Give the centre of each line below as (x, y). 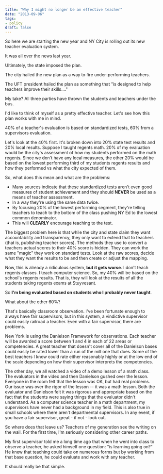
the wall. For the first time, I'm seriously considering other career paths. (77, 432)
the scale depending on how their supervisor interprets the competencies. (79, 362)
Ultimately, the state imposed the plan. (43, 65)
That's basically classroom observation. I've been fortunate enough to (75, 311)
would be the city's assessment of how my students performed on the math (81, 153)
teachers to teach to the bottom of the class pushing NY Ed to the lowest (85, 213)
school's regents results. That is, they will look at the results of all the (74, 278)
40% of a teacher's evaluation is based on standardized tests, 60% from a (79, 128)
